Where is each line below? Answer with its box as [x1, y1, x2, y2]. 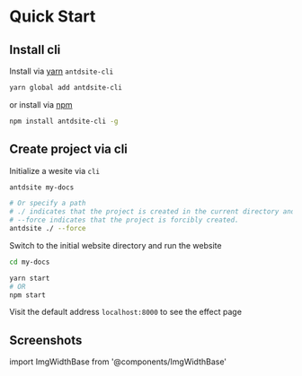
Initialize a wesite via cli [9, 165, 101, 176]
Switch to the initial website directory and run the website [9, 240, 222, 250]
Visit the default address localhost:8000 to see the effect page [9, 307, 243, 318]
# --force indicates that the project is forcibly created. [9, 215, 240, 225]
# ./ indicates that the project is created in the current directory [9, 207, 280, 216]
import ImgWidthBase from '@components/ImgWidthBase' [9, 356, 227, 367]
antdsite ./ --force [9, 224, 87, 233]
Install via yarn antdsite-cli [9, 66, 114, 76]
